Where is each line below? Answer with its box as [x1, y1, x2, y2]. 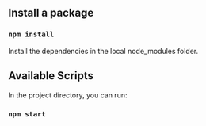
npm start [8, 110, 46, 119]
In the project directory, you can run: [8, 90, 128, 100]
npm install [8, 30, 55, 39]
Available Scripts [8, 69, 93, 82]
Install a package [8, 6, 94, 20]
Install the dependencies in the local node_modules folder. [8, 46, 199, 55]
